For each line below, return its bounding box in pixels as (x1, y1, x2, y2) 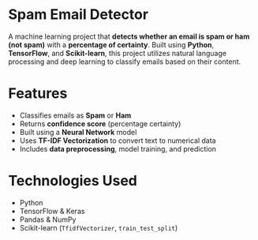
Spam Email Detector (8, 6, 148, 24)
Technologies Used (8, 172, 138, 190)
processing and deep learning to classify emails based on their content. (8, 57, 241, 66)
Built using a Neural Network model (19, 127, 137, 137)
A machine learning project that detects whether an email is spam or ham (8, 32, 250, 41)
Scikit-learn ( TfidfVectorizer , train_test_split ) (19, 223, 178, 232)
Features (8, 84, 68, 103)
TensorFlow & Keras (19, 206, 85, 216)
